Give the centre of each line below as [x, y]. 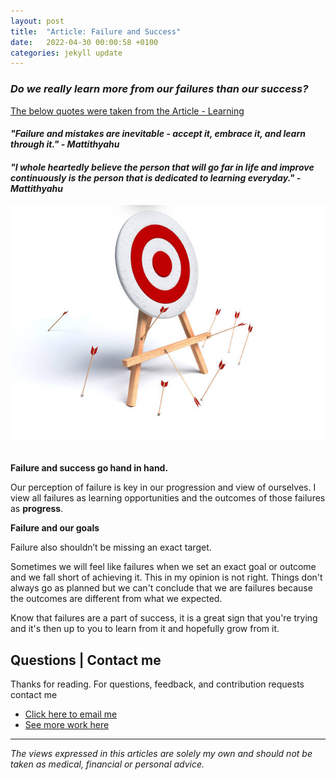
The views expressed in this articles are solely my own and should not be [161, 754]
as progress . [37, 509]
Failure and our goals [55, 528]
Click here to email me [71, 714]
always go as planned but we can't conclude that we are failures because [161, 588]
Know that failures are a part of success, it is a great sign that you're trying [164, 618]
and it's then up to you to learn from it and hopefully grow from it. [145, 629]
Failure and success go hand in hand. [89, 468]
